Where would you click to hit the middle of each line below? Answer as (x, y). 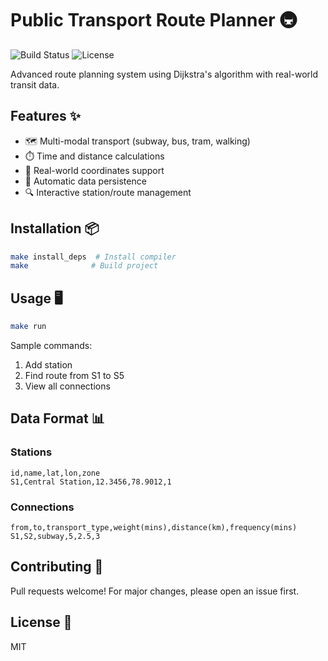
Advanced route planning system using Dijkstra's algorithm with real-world (164, 74)
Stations (31, 452)
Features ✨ (45, 116)
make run (28, 327)
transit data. (35, 84)
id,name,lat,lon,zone (55, 473)
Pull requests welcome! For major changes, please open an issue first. (155, 591)
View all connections (67, 386)
